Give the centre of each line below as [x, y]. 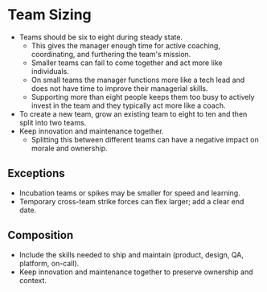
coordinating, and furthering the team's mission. [111, 54]
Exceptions [36, 173]
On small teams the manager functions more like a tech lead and [138, 80]
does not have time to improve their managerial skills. [119, 88]
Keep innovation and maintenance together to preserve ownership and [136, 272]
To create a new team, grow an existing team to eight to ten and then [133, 113]
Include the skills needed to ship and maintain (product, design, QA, [131, 254]
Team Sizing [49, 15]
